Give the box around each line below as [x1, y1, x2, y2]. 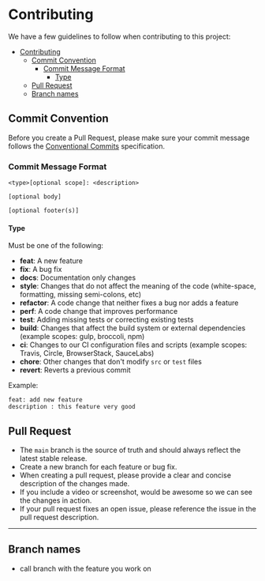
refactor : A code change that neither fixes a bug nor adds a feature [19, 298, 239, 307]
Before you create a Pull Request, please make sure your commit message [8, 133, 250, 142]
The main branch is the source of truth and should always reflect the [19, 445, 241, 455]
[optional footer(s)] [8, 207, 80, 215]
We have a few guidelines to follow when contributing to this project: [8, 32, 231, 41]
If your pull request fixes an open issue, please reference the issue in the [19, 504, 256, 514]
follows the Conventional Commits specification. [8, 141, 166, 151]
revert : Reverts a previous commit [19, 365, 131, 375]
